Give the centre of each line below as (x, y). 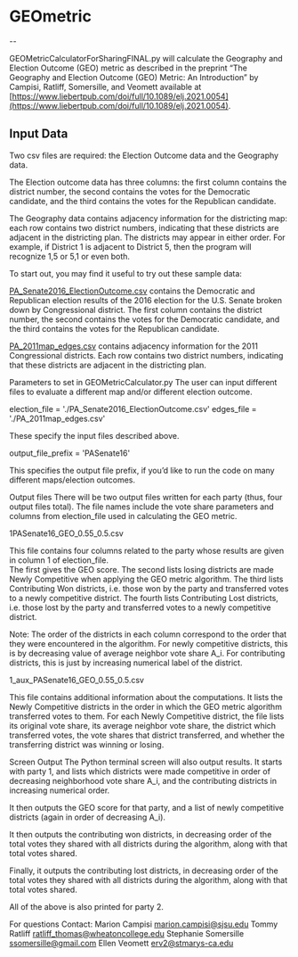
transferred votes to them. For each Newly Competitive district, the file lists (147, 716)
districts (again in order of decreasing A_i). (88, 817)
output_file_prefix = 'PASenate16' (70, 453)
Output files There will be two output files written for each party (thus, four (146, 497)
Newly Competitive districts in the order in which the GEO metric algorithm (146, 706)
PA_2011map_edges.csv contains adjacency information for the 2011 (133, 346)
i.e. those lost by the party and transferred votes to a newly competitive (140, 607)
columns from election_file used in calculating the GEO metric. (123, 516)
